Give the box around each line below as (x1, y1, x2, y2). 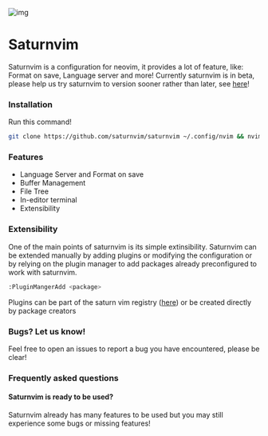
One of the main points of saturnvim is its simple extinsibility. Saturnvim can (8, 242, 257, 251)
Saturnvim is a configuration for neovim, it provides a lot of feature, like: (8, 62, 244, 71)
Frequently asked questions (8, 372, 119, 383)
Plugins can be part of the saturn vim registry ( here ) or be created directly (8, 297, 252, 307)
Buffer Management (19, 178, 86, 188)
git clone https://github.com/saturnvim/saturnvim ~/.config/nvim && (8, 133, 245, 141)
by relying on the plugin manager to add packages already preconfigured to (8, 258, 258, 268)
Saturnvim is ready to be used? (8, 392, 114, 402)
